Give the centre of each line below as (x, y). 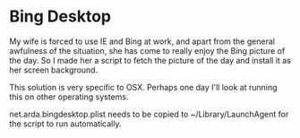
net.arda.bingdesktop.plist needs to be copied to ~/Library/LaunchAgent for (149, 114)
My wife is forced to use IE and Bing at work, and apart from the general (142, 41)
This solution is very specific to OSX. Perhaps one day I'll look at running (143, 87)
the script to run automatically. (65, 124)
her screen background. (54, 70)
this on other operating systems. (69, 97)
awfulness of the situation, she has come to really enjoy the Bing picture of (147, 50)
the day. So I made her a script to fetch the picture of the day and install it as (150, 60)
